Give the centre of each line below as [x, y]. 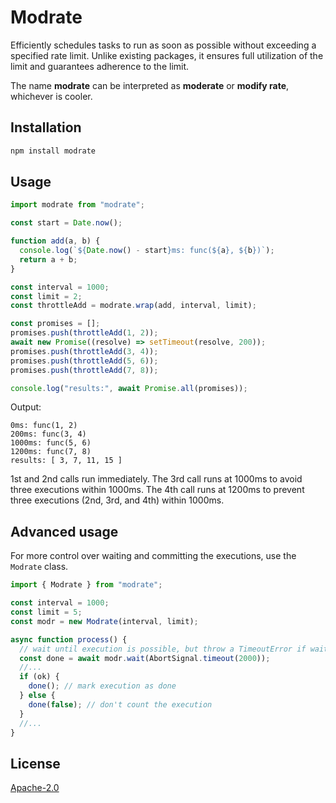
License [35, 763]
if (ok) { [39, 677]
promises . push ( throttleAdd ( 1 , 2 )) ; [84, 333]
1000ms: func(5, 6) [51, 443]
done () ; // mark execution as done [102, 686]
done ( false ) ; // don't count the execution [120, 704]
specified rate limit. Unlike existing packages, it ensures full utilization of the [167, 55]
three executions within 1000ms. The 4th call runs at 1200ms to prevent [157, 490]
